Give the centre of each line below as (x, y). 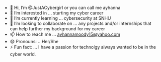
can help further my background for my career (57, 29)
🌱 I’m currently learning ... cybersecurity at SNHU (60, 18)
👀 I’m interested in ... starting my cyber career (57, 13)
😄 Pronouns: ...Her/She (34, 41)
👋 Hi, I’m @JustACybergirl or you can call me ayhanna (65, 8)
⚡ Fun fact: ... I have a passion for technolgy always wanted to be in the (83, 47)
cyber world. (23, 54)
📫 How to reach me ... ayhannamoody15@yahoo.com (65, 34)
